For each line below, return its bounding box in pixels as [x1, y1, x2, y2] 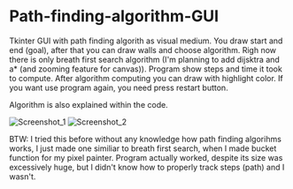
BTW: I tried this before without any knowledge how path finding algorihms [9, 133, 281, 144]
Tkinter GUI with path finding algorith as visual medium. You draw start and [9, 35, 283, 46]
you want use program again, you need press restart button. [9, 82, 228, 93]
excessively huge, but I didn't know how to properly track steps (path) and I [9, 162, 285, 172]
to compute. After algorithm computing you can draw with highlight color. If [9, 72, 283, 83]
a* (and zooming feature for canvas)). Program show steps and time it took [9, 64, 283, 74]
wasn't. [9, 170, 36, 182]
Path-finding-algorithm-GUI [9, 6, 220, 26]
